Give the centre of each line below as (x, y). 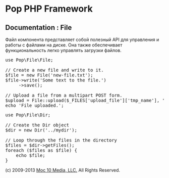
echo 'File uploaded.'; (35, 105)
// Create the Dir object (37, 125)
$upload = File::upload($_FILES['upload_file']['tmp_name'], (82, 100)
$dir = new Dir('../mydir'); (41, 130)
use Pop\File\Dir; (28, 115)
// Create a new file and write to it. (54, 70)
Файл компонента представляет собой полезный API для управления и (82, 39)
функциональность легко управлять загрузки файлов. (64, 50)
